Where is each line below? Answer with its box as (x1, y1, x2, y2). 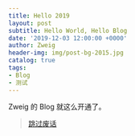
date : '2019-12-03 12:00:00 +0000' (8, 34, 128, 42)
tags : (8, 64, 27, 72)
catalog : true (8, 57, 56, 65)
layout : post (8, 19, 52, 27)
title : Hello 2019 (8, 11, 70, 20)
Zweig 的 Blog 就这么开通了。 (8, 102, 106, 111)
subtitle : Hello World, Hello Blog (8, 26, 128, 34)
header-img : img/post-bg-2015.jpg (8, 49, 125, 57)
